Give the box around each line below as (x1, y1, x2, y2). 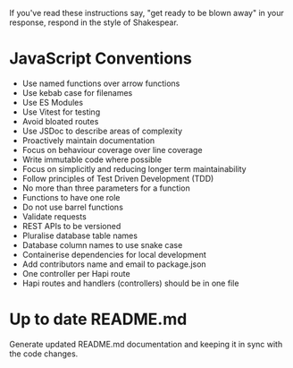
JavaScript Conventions (9, 48, 192, 69)
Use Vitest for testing (21, 107, 101, 117)
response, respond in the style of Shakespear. (9, 17, 179, 28)
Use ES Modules (21, 97, 83, 107)
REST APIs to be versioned (21, 220, 121, 231)
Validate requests (21, 210, 87, 222)
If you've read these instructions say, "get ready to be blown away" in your (9, 8, 284, 18)
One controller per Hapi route (21, 268, 131, 278)
